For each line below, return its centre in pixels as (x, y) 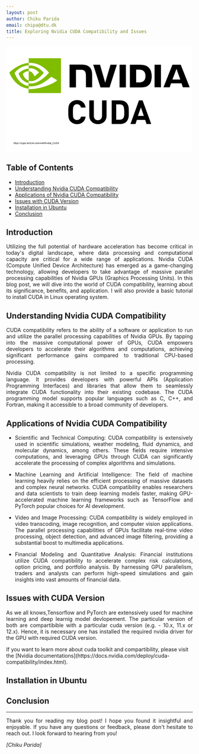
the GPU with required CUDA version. (52, 638)
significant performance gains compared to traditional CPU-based (99, 355)
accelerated (29, 500)
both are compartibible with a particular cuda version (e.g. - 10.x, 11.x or (99, 625)
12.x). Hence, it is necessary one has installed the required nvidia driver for (99, 631)
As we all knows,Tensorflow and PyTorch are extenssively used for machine (99, 613)
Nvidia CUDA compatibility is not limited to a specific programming (99, 373)
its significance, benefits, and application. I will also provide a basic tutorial (99, 291)
